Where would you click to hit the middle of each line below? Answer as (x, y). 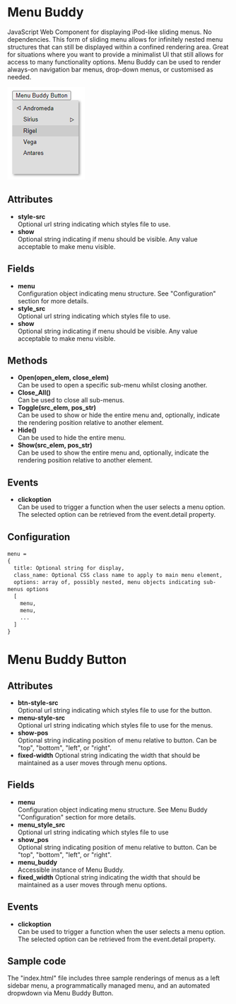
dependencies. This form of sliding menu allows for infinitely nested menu (115, 39)
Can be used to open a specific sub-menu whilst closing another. (112, 385)
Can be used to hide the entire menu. (71, 438)
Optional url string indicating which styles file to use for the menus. (115, 725)
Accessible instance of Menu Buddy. (71, 870)
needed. (19, 77)
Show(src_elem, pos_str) (55, 445)
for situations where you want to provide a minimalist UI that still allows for (116, 54)
